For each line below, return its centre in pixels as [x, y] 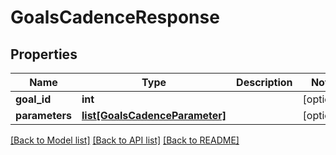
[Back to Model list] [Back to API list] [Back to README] [125, 140]
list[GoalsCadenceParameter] [154, 115]
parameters [43, 115]
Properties [44, 54]
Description [264, 82]
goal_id [33, 99]
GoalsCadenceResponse [115, 17]
